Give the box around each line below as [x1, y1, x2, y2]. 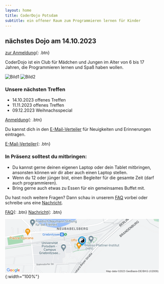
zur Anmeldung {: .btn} [5, 50, 50, 56]
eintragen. [5, 132, 26, 138]
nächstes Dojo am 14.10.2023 [5, 37, 97, 45]
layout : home [5, 8, 32, 13]
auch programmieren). [12, 180, 58, 185]
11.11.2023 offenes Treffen [12, 102, 64, 108]
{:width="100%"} [5, 273, 40, 279]
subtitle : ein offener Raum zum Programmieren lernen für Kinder [5, 18, 141, 23]
